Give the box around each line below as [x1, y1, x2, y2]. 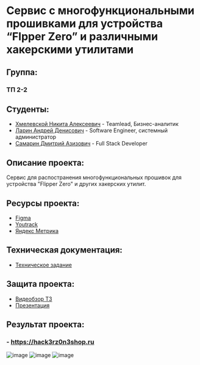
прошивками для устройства [6, 17, 163, 31]
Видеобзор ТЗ [15, 295, 52, 303]
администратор [15, 133, 57, 141]
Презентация [15, 301, 50, 309]
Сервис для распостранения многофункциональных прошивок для [6, 174, 182, 181]
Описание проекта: [6, 157, 84, 168]
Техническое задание [15, 261, 72, 268]
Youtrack [15, 221, 38, 228]
